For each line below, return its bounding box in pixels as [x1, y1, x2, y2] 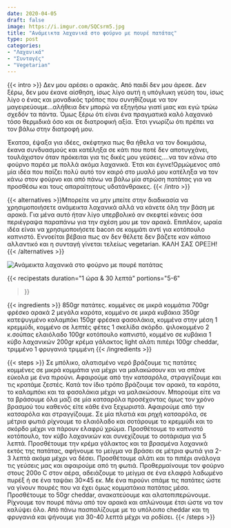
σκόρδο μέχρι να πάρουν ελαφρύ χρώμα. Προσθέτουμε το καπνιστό [7, 424, 203, 433]
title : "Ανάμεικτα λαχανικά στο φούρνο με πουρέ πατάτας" [7, 29, 177, 37]
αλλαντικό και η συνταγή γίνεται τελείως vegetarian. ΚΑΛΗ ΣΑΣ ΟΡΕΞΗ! [7, 239, 218, 248]
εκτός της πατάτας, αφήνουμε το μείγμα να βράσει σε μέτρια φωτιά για [7, 446, 214, 455]
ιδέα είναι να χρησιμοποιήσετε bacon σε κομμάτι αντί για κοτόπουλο [7, 225, 205, 233]
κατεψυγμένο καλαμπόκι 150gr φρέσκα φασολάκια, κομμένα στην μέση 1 [7, 316, 218, 324]
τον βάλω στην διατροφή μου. [7, 125, 94, 133]
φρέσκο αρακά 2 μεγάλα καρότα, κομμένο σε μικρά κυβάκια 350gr [7, 308, 200, 316]
